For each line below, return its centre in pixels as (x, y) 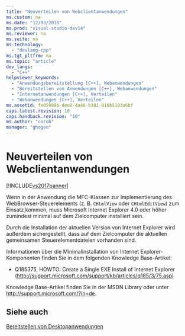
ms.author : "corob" (30, 122)
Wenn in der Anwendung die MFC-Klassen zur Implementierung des (89, 197)
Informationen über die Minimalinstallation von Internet (73, 251)
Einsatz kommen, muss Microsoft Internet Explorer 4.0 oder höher (86, 209)
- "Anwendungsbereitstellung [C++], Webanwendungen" (78, 84)
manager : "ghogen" (29, 127)
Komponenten (23, 258)
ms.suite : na (22, 39)
